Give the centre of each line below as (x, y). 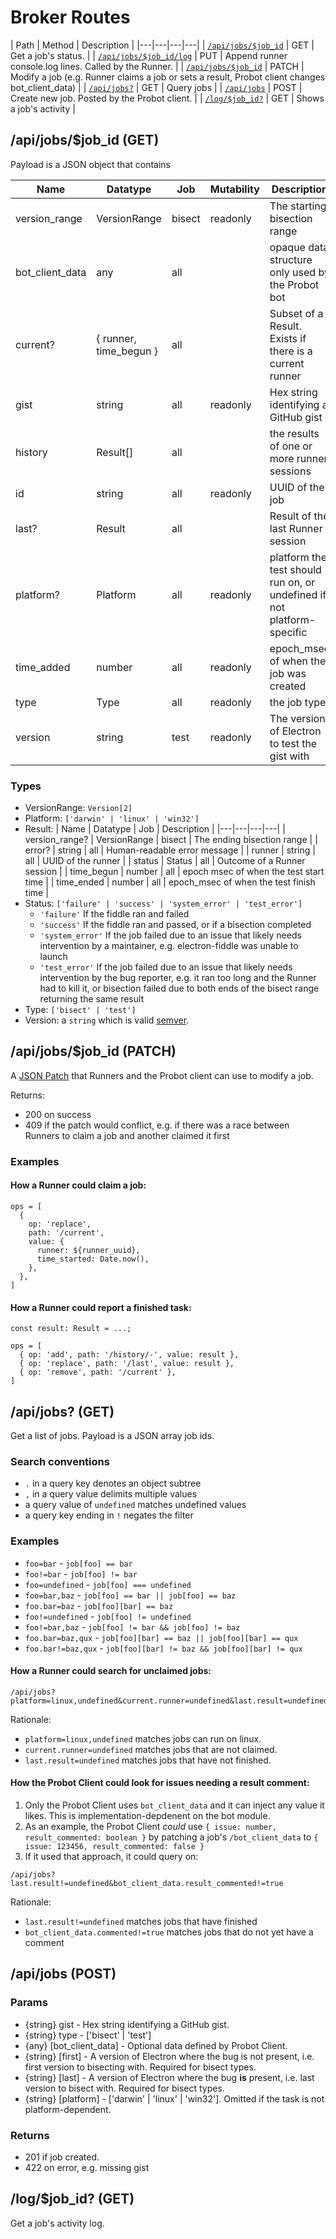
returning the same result (92, 999)
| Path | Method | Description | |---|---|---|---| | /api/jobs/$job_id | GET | (162, 45)
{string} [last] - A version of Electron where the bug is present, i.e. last (169, 2077)
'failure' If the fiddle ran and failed (114, 914)
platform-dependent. (68, 2109)
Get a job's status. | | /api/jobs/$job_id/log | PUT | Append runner (149, 55)
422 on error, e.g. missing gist (87, 2167)
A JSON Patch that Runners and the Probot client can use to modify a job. (162, 1075)
